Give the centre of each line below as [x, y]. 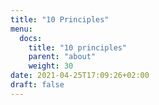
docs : [31, 38]
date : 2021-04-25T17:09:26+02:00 [80, 76]
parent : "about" [62, 57]
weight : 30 [51, 66]
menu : [21, 29]
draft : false [37, 85]
